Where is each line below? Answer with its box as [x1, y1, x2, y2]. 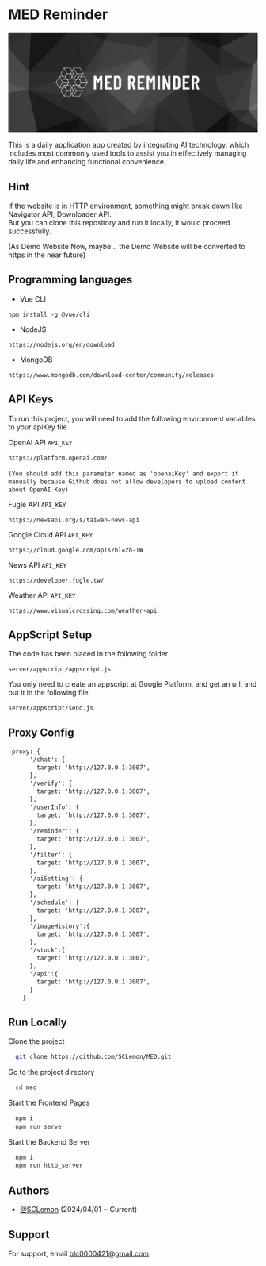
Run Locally [8, 1015, 67, 1029]
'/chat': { [28, 756, 66, 764]
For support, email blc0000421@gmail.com [8, 1249, 149, 1258]
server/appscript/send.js [8, 704, 93, 712]
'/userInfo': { [28, 803, 80, 811]
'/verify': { [28, 779, 73, 787]
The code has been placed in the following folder [8, 649, 169, 659]
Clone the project [8, 1037, 65, 1046]
